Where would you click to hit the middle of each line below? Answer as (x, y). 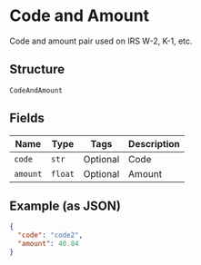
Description (154, 143)
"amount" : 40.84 (48, 244)
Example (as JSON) (65, 206)
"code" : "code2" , (50, 236)
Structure (37, 69)
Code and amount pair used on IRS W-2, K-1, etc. (101, 41)
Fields (27, 118)
